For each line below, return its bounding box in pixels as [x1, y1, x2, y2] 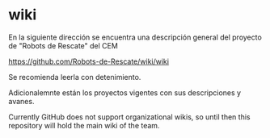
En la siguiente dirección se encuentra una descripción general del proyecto [8, 32, 263, 42]
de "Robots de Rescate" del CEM [8, 40, 119, 50]
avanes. [8, 96, 35, 106]
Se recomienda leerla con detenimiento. [8, 72, 141, 82]
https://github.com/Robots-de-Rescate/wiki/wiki [8, 56, 170, 66]
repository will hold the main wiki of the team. [8, 120, 160, 130]
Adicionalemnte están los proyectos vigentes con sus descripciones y [8, 87, 241, 98]
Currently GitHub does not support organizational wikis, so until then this [8, 111, 251, 122]
